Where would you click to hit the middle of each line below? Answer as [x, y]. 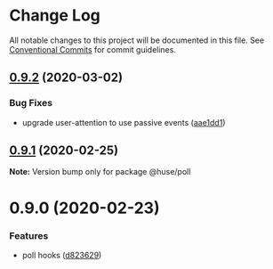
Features [29, 235]
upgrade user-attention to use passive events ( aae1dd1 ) [124, 122]
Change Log [55, 16]
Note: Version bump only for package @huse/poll [100, 172]
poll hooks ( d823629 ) [62, 255]
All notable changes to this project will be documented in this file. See [137, 40]
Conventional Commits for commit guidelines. [92, 49]
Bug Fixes [31, 103]
